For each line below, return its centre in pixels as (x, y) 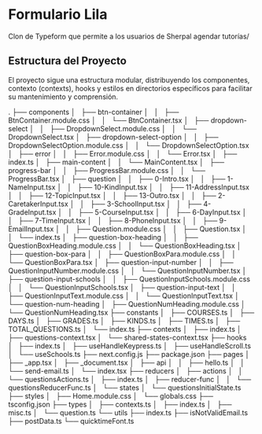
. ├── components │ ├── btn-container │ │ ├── (94, 112)
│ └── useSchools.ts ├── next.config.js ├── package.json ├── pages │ (129, 354)
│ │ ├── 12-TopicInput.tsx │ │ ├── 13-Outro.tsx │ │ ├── (112, 195)
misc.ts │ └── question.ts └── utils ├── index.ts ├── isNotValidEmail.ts (128, 412)
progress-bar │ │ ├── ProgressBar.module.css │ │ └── (107, 170)
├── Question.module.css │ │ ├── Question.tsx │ (161, 229)
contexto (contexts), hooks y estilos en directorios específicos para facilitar (131, 88)
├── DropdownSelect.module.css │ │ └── (123, 128)
